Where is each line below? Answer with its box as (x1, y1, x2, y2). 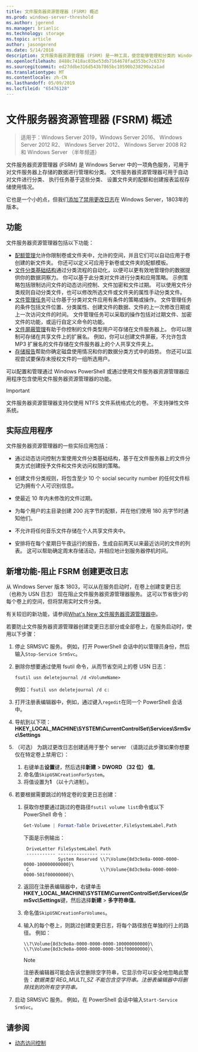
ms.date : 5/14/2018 (6, 47, 54, 53)
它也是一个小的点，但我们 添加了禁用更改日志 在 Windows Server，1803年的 (6, 196, 189, 203)
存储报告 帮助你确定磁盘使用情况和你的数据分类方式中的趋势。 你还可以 (14, 347, 187, 355)
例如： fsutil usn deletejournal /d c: (14, 686, 110, 693)
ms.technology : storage (6, 31, 65, 37)
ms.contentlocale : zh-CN (6, 75, 67, 80)
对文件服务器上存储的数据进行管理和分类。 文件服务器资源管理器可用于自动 (6, 168, 189, 175)
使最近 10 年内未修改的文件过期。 (14, 495, 96, 502)
